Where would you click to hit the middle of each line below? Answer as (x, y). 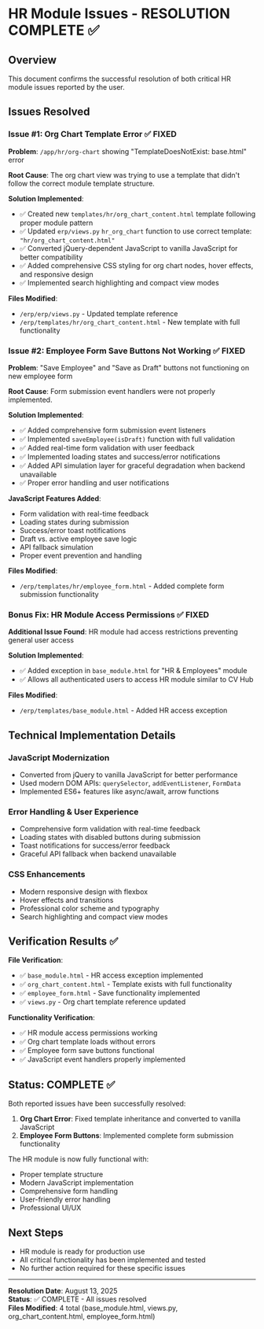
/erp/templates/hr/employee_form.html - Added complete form (122, 586)
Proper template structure (61, 1174)
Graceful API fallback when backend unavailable (98, 854)
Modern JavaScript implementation (77, 1183)
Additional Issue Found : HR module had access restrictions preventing (123, 632)
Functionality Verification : (52, 1018)
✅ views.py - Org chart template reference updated (103, 1002)
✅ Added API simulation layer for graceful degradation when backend (132, 466)
